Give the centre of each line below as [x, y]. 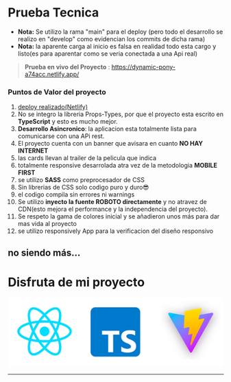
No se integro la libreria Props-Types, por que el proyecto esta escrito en [121, 114]
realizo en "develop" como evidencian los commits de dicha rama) [111, 38]
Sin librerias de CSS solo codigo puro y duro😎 [83, 188]
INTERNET [33, 151]
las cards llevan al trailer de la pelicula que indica [87, 158]
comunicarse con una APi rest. [61, 136]
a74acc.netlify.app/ [52, 74]
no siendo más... [44, 252]
